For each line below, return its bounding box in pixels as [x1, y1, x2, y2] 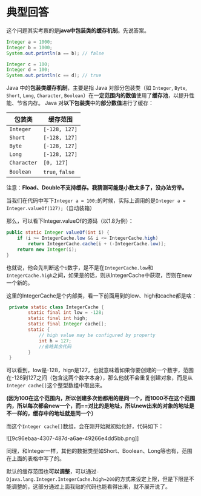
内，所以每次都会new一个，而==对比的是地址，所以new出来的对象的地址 [6, 402, 189, 410]
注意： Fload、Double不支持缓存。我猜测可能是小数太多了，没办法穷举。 [6, 184, 188, 191]
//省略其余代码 [38, 344, 71, 350]
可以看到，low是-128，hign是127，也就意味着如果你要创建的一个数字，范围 [6, 367, 194, 374]
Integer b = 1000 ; [6, 44, 53, 50]
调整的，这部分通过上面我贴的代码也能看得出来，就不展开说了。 [11, 483, 171, 491]
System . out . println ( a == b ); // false [6, 50, 104, 56]
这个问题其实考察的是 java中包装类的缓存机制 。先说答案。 [6, 27, 150, 34]
